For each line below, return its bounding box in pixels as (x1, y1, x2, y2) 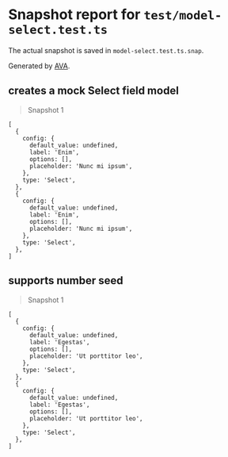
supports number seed (8, 274, 124, 287)
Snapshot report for (8, 6, 141, 24)
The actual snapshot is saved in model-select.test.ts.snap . (8, 45, 204, 55)
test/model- (143, 8, 222, 23)
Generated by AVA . (8, 61, 70, 71)
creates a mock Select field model (8, 84, 180, 98)
